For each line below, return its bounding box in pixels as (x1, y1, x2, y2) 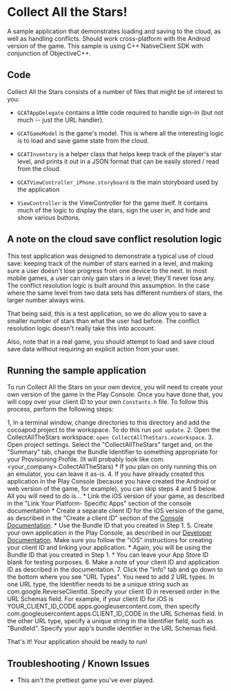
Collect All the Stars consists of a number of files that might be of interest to (7, 87, 223, 95)
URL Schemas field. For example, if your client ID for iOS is (7, 595, 174, 603)
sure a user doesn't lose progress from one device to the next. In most (7, 266, 208, 275)
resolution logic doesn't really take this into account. (7, 324, 156, 332)
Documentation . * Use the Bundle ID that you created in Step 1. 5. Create (7, 522, 214, 530)
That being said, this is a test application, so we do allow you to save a (7, 309, 207, 317)
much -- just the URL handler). (17, 116, 105, 124)
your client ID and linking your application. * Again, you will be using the (7, 544, 212, 552)
